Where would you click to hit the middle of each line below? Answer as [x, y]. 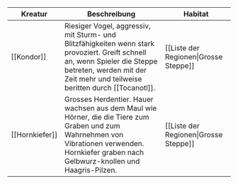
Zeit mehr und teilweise [103, 79]
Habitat [196, 14]
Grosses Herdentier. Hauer [109, 99]
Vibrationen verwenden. [104, 143]
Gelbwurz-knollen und [102, 161]
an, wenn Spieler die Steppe [111, 61]
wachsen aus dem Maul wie [111, 108]
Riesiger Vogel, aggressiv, [108, 26]
